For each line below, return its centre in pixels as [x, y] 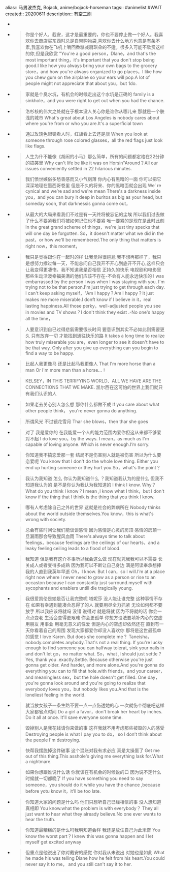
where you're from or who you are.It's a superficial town [84, 123]
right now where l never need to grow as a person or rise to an [90, 577]
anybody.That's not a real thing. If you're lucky [114, 642]
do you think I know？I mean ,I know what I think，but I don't [101, 491]
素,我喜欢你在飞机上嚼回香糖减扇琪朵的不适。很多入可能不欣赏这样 [95, 47]
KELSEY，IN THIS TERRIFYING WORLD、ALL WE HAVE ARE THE [93, 381]
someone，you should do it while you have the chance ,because [93, 785]
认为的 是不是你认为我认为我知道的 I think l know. [90, 485]
